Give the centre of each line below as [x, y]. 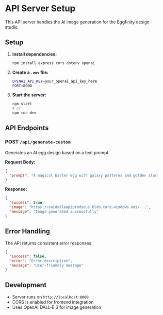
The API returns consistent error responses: [49, 243]
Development [26, 285]
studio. [12, 27]
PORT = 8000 [22, 86]
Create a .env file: [30, 72]
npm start [22, 104]
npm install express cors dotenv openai [53, 63]
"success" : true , [27, 203]
